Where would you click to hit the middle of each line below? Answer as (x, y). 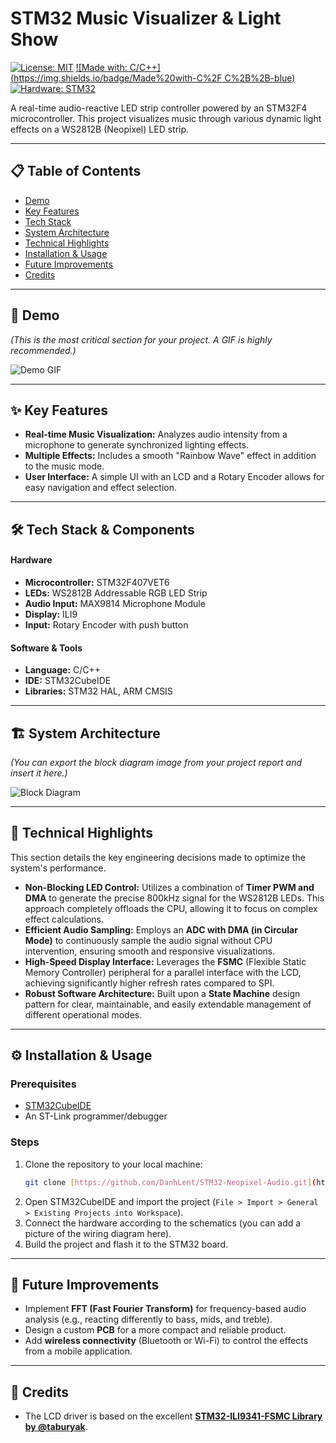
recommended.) (43, 350)
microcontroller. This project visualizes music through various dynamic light (166, 118)
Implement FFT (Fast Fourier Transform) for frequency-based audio (165, 1309)
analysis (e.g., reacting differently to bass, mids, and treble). (148, 1319)
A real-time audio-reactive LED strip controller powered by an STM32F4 (159, 108)
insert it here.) (39, 773)
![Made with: (101, 67)
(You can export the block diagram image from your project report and (156, 762)
